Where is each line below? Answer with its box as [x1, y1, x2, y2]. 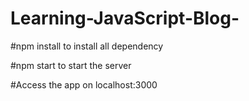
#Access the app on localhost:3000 [10, 78, 158, 91]
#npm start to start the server [10, 59, 132, 71]
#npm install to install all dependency [10, 40, 164, 52]
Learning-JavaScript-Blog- [10, 7, 240, 30]
